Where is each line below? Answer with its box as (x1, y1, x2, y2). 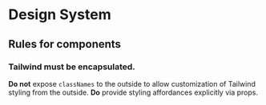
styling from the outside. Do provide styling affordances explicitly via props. (8, 87, 259, 97)
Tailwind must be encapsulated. (8, 61, 136, 72)
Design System (8, 6, 112, 24)
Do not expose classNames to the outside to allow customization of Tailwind (8, 79, 256, 88)
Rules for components (8, 37, 122, 51)
